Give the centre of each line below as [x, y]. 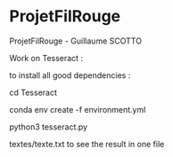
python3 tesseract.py [48, 127]
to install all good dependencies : [70, 75]
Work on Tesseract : [46, 58]
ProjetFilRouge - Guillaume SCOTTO [76, 41]
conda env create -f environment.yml [78, 109]
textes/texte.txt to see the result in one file [87, 144]
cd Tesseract [33, 92]
